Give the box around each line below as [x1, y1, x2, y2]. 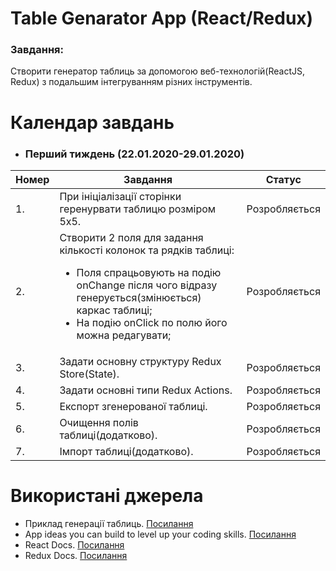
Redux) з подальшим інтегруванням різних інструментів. [10, 76, 253, 88]
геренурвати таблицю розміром [59, 202, 217, 216]
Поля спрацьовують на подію [76, 265, 222, 279]
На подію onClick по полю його [76, 315, 228, 329]
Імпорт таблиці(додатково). [59, 444, 194, 458]
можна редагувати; [76, 328, 172, 342]
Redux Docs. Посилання [24, 549, 128, 561]
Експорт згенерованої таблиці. [59, 399, 208, 413]
